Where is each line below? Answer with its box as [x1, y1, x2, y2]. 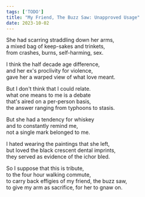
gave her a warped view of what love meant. [6, 73, 116, 81]
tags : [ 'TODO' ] [6, 8, 44, 15]
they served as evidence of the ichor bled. [6, 153, 110, 160]
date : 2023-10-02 [6, 20, 50, 26]
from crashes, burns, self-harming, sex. [6, 49, 104, 56]
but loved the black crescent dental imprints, [6, 147, 116, 154]
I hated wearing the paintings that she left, [6, 141, 110, 148]
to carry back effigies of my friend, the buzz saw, [6, 178, 127, 185]
